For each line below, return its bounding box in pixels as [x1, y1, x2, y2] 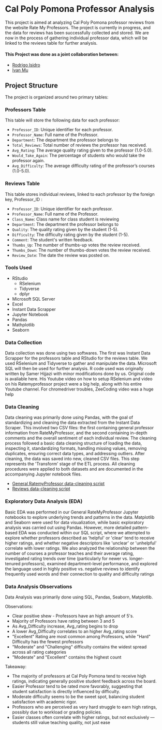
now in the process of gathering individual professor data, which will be [5, 35, 147, 41]
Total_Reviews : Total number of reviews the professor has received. [12, 142, 147, 148]
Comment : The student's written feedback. [12, 237, 94, 242]
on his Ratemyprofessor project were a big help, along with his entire [5, 381, 142, 387]
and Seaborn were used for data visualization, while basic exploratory [5, 519, 144, 525]
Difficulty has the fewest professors [12, 639, 84, 645]
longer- [129, 555, 144, 561]
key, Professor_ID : [5, 196, 43, 202]
